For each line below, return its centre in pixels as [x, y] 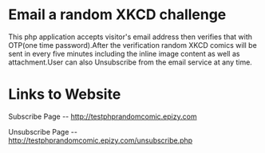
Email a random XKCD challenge [117, 15]
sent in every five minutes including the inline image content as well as [124, 53]
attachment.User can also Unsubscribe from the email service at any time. [131, 62]
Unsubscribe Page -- [43, 131]
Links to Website [65, 94]
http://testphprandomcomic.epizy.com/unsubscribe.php [101, 140]
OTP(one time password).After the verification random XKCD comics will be [132, 45]
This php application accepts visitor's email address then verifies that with [131, 37]
